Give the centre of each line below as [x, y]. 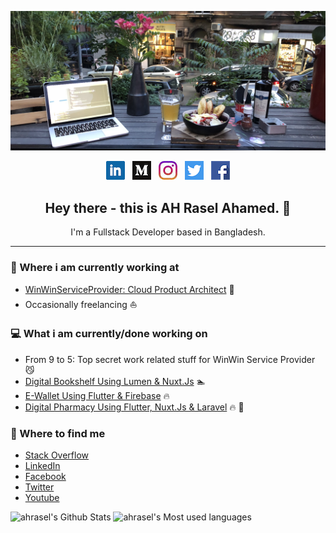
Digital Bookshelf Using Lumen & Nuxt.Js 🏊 [115, 381]
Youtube [42, 498]
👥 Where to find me [58, 433]
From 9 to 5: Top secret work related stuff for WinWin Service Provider [170, 359]
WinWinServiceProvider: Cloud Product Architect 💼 [129, 289]
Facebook [45, 477]
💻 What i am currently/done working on [109, 334]
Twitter [39, 487]
